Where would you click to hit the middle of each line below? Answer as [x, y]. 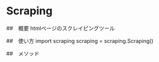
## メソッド [23, 53]
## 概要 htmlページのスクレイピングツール [61, 28]
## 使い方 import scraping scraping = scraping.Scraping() [80, 41]
